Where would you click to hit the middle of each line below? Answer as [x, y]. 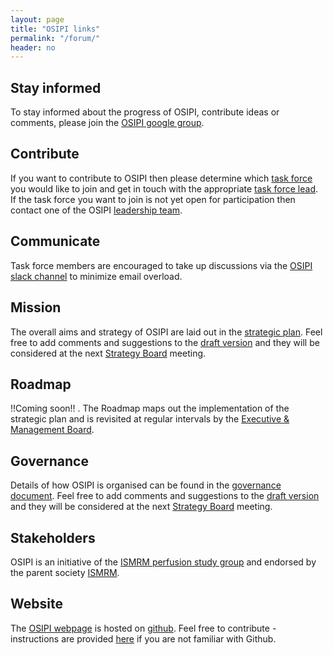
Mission [36, 307]
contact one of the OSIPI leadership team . [96, 210]
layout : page [37, 19]
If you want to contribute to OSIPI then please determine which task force [161, 178]
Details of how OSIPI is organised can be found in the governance [146, 485]
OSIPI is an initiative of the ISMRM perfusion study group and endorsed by [163, 562]
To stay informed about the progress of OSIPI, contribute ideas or [145, 112]
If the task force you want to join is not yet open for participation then [153, 199]
